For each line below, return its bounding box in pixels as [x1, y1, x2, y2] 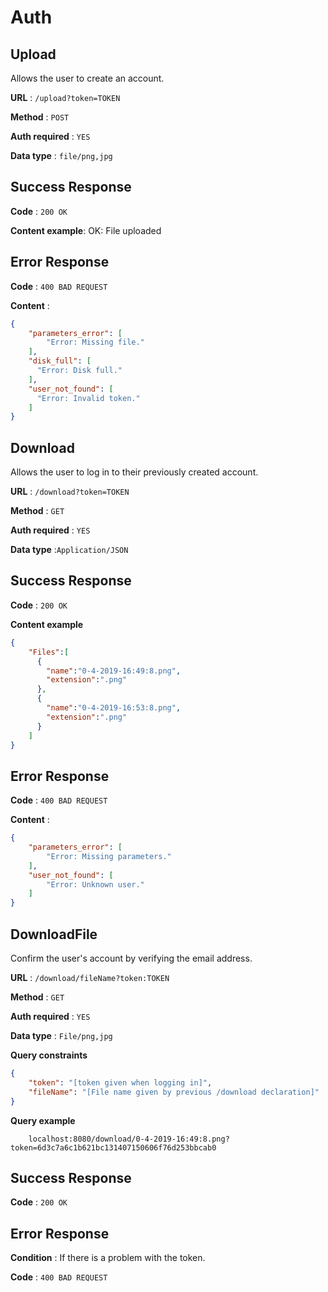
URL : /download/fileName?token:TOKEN [10, 972, 170, 983]
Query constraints [10, 1049, 88, 1061]
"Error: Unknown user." [46, 879, 145, 890]
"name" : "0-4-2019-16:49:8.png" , [46, 666, 182, 676]
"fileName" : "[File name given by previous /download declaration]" [28, 1087, 320, 1097]
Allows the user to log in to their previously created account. [10, 466, 259, 478]
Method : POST [10, 111, 70, 123]
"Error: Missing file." [46, 337, 145, 348]
